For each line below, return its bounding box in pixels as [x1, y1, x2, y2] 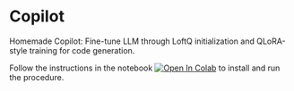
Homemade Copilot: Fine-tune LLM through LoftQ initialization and [9, 36, 255, 46]
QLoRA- [256, 36, 286, 46]
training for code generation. [29, 45, 135, 55]
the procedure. [9, 71, 65, 82]
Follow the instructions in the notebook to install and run [9, 62, 281, 73]
